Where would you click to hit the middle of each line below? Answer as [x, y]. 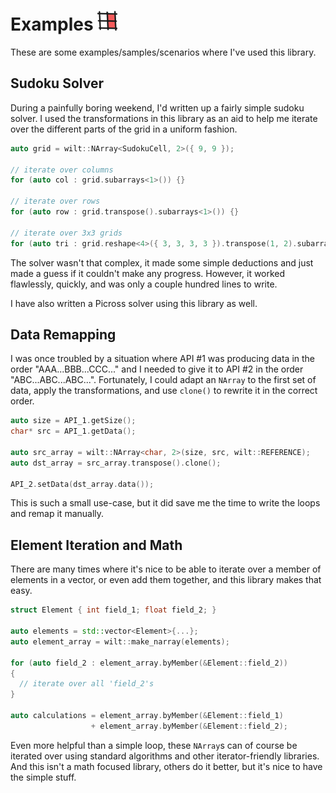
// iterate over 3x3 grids [66, 233]
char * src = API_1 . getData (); [73, 431]
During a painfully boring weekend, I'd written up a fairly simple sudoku [157, 107]
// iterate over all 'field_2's [87, 684]
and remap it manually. [57, 514]
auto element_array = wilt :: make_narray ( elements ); [120, 641]
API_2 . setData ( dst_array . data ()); [82, 484]
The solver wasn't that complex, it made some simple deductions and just [162, 262]
